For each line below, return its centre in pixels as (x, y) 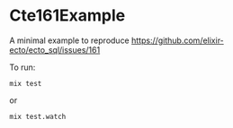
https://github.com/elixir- (178, 40)
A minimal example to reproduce (70, 40)
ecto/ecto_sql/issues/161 (55, 49)
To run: (22, 67)
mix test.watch (38, 116)
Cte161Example (67, 16)
